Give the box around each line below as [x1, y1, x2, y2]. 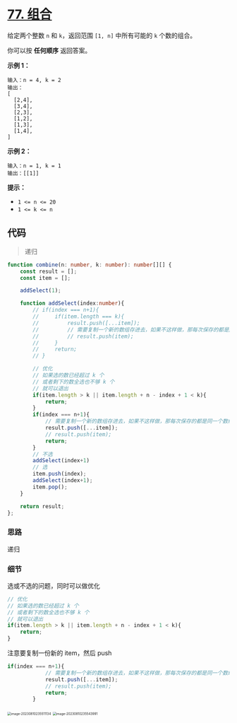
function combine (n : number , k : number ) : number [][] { [7, 261, 172, 269]
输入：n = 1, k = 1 [7, 162, 61, 170]
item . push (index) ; [32, 471, 87, 478]
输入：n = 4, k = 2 [7, 76, 61, 83]
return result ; [20, 502, 65, 510]
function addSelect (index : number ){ [20, 300, 125, 307]
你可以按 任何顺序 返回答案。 [7, 46, 92, 54]
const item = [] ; [20, 274, 71, 281]
